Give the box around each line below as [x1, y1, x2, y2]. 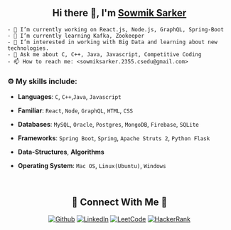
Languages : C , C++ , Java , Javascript [17, 93, 122, 101]
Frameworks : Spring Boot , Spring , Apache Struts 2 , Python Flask [17, 134, 210, 142]
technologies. [7, 44, 50, 52]
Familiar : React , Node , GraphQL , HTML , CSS [17, 106, 134, 115]
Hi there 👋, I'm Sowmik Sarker [52, 7, 187, 19]
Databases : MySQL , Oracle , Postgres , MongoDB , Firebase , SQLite [17, 120, 199, 129]
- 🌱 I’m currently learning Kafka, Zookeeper [7, 32, 144, 39]
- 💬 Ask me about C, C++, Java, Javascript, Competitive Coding [7, 51, 202, 58]
